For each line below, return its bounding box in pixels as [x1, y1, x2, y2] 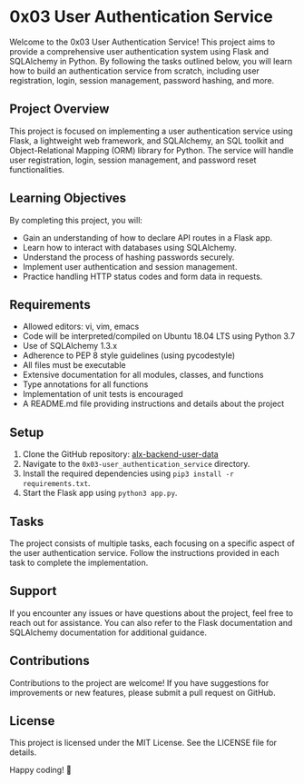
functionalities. [9, 164, 65, 174]
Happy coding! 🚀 [9, 765, 73, 776]
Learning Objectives [9, 191, 127, 206]
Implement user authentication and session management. [22, 261, 238, 272]
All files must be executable [22, 360, 126, 371]
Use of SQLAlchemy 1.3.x [22, 341, 118, 352]
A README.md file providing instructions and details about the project [22, 398, 285, 410]
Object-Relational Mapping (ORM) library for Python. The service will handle [9, 144, 294, 155]
